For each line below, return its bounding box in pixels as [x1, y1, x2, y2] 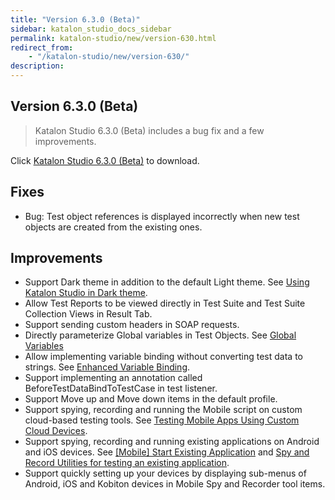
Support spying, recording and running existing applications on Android [24, 436, 320, 448]
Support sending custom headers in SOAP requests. [24, 319, 240, 331]
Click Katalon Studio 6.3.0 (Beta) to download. [10, 154, 200, 166]
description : [10, 61, 65, 71]
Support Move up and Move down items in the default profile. [24, 393, 278, 405]
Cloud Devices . [24, 425, 88, 437]
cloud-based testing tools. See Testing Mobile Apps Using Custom [24, 414, 300, 426]
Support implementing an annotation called [24, 372, 203, 384]
